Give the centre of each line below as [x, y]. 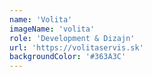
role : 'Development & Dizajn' [72, 38]
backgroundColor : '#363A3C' [68, 57]
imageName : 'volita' [52, 29]
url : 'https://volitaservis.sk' [76, 47]
